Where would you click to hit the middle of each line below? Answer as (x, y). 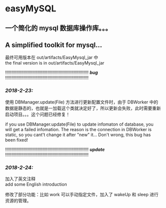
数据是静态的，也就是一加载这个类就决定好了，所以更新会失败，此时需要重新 (83, 108)
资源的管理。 (18, 201)
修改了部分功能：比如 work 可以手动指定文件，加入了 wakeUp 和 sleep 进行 (82, 194)
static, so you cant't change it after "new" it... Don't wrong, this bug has (78, 135)
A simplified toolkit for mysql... (54, 45)
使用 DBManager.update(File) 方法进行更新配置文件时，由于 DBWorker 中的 (82, 102)
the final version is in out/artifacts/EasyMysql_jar (55, 63)
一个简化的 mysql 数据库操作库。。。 (59, 28)
